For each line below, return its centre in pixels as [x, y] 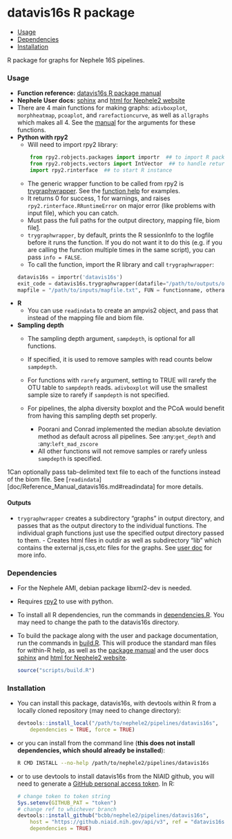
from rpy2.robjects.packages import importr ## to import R [119, 157]
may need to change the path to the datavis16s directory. [98, 622]
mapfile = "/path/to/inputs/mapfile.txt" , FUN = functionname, [110, 290]
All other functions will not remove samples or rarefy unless [122, 451]
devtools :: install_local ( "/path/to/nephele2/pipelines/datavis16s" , [118, 723]
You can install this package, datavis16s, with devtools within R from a [116, 703]
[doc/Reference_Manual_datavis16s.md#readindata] [81, 487]
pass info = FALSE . [55, 257]
